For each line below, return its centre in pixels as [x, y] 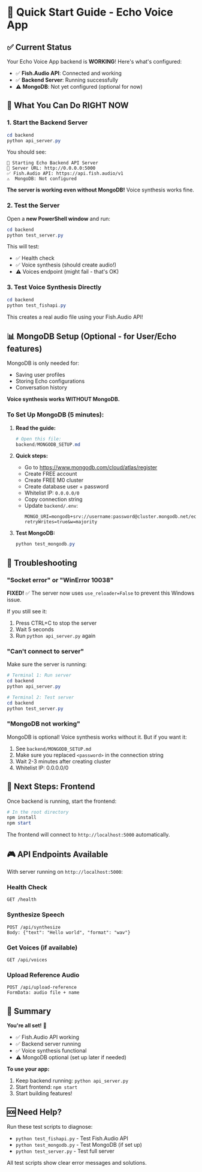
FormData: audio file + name [43, 993]
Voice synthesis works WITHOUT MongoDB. [64, 399]
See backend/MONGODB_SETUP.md [53, 748]
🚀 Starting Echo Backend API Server [52, 163]
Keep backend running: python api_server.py [72, 1081]
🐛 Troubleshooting [42, 563]
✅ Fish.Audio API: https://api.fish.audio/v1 [65, 173]
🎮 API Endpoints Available [58, 854]
